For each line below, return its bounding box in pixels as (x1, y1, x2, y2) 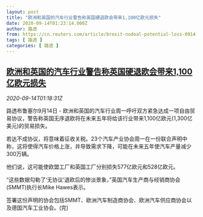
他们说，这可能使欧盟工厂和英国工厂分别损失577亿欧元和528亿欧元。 (6, 163, 179, 170)
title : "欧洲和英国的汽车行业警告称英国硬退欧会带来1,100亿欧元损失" (6, 15, 161, 21)
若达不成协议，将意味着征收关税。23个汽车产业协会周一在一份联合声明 (6, 135, 182, 142)
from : (6, 32, 20, 38)
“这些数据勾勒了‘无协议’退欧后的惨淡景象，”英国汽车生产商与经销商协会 (6, 176, 181, 183)
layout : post (6, 8, 39, 15)
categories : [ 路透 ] (6, 43, 59, 49)
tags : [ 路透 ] (6, 37, 43, 43)
